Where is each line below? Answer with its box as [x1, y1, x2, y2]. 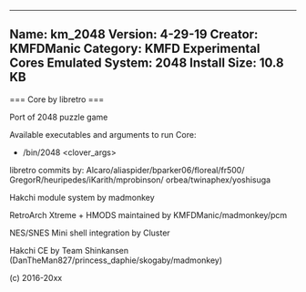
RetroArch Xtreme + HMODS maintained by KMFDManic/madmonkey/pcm [9, 209, 288, 220]
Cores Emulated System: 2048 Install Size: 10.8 [9, 56, 284, 71]
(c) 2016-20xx [9, 272, 63, 283]
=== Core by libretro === [9, 93, 105, 105]
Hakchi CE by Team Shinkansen [9, 245, 129, 255]
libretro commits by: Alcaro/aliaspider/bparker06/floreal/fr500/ [9, 164, 245, 175]
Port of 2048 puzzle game [9, 111, 108, 122]
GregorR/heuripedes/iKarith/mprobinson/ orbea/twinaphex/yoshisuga [9, 174, 271, 185]
